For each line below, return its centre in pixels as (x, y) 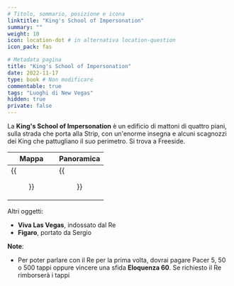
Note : (16, 246)
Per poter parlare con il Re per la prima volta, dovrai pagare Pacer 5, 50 (122, 260)
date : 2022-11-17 (33, 73)
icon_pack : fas (30, 47)
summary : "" (25, 27)
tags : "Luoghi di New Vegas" (50, 93)
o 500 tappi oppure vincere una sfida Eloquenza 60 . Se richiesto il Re (119, 268)
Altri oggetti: (26, 211)
